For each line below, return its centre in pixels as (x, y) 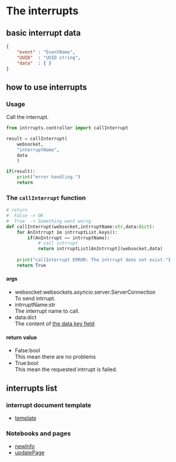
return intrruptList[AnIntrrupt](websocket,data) (100, 249)
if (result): (21, 172)
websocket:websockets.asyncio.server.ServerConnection (85, 292)
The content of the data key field (55, 324)
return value (22, 337)
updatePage (30, 452)
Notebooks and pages (39, 433)
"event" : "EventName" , (46, 52)
